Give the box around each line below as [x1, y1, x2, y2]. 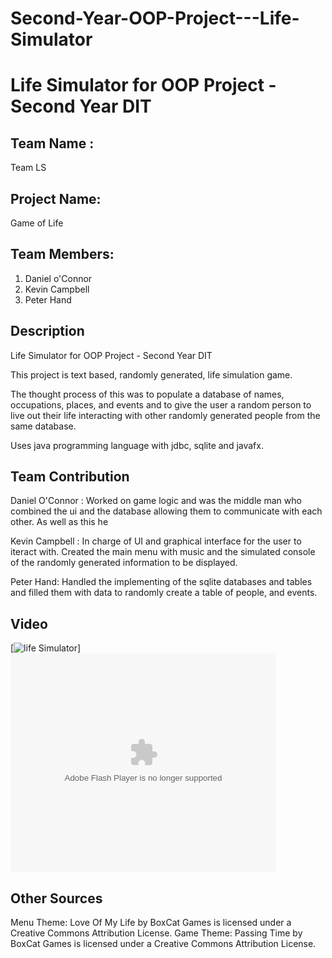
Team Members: [10, 246, 115, 263]
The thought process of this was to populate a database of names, [10, 388, 285, 400]
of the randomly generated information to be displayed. [10, 557, 238, 569]
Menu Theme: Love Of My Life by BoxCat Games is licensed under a [10, 917, 292, 929]
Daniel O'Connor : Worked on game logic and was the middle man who [10, 495, 302, 507]
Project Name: [10, 190, 102, 207]
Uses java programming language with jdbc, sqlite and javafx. [10, 439, 264, 451]
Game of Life [10, 217, 64, 229]
